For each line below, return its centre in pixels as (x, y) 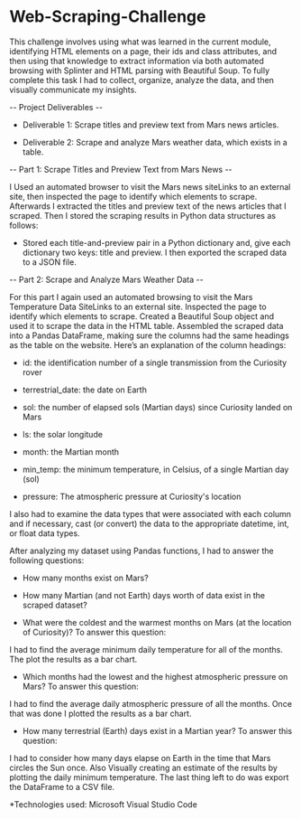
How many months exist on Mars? (85, 578)
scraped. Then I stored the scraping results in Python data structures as (143, 215)
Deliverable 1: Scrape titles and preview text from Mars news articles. (150, 125)
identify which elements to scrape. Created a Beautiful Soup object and (142, 316)
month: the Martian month (71, 452)
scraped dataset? (55, 605)
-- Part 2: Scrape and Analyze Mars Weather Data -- (107, 279)
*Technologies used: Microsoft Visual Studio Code (104, 804)
